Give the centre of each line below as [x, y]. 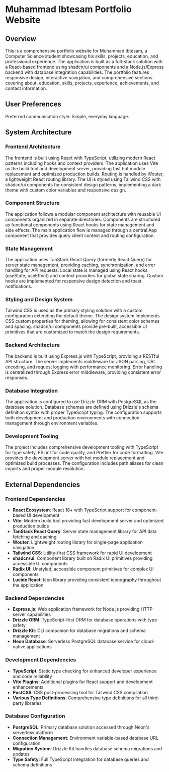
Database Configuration [35, 716]
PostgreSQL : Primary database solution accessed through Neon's [81, 727]
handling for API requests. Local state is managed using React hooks [76, 270]
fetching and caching [34, 537]
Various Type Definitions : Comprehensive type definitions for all [80, 698]
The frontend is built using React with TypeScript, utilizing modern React [80, 158]
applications [39, 647]
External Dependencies [43, 484]
